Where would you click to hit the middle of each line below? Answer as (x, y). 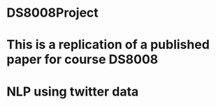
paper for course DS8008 (82, 60)
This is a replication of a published (108, 45)
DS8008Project (52, 13)
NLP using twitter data (73, 91)
